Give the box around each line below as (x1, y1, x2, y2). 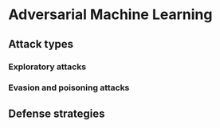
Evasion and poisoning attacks (8, 82, 130, 93)
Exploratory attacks (8, 61, 86, 72)
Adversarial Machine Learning (8, 6, 213, 24)
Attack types (8, 37, 74, 51)
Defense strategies (8, 107, 105, 120)
